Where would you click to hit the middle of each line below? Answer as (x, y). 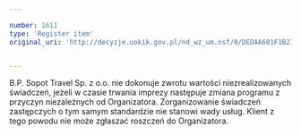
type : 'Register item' (52, 34)
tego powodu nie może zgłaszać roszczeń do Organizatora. (119, 121)
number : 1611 (34, 25)
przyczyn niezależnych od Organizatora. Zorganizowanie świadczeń (135, 102)
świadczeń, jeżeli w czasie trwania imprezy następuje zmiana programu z (145, 93)
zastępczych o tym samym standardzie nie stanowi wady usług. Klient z (142, 112)
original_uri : (36, 42)
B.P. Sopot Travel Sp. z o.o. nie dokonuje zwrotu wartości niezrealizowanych (150, 83)
